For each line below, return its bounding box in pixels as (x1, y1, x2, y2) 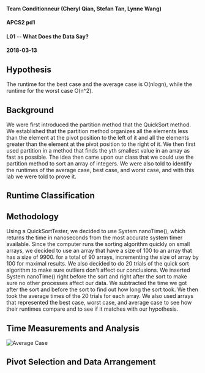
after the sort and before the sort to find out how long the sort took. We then (6, 286, 199, 293)
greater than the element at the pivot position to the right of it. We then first (6, 140, 196, 148)
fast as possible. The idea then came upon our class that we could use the (6, 153, 194, 161)
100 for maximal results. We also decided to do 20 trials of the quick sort (6, 260, 190, 267)
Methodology (6, 211, 59, 222)
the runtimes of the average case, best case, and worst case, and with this (6, 167, 195, 173)
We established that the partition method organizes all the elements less (6, 128, 188, 134)
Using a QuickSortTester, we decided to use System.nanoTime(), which (6, 228, 185, 235)
